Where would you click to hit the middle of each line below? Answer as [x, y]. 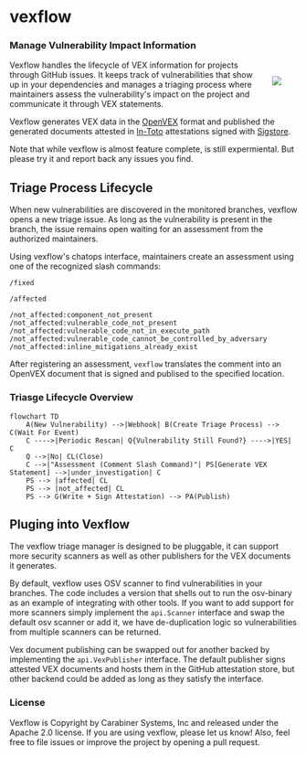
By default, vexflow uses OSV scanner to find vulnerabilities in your [136, 583]
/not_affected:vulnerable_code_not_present [94, 323]
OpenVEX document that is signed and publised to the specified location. [147, 374]
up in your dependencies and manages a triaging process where [131, 85]
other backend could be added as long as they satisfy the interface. [137, 679]
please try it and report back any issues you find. [101, 159]
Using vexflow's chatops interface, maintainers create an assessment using [152, 257]
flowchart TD [34, 416]
